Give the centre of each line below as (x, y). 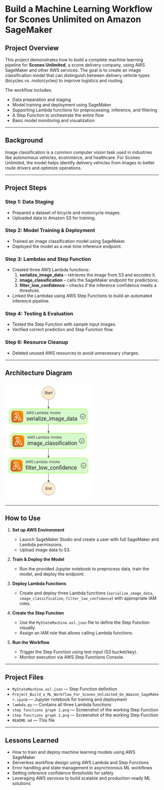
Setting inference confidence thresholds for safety (63, 773)
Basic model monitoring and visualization (53, 120)
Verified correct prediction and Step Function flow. (63, 330)
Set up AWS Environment (38, 530)
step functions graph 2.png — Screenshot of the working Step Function (85, 715)
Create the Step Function (38, 613)
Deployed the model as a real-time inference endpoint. (67, 246)
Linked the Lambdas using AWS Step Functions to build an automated (82, 296)
